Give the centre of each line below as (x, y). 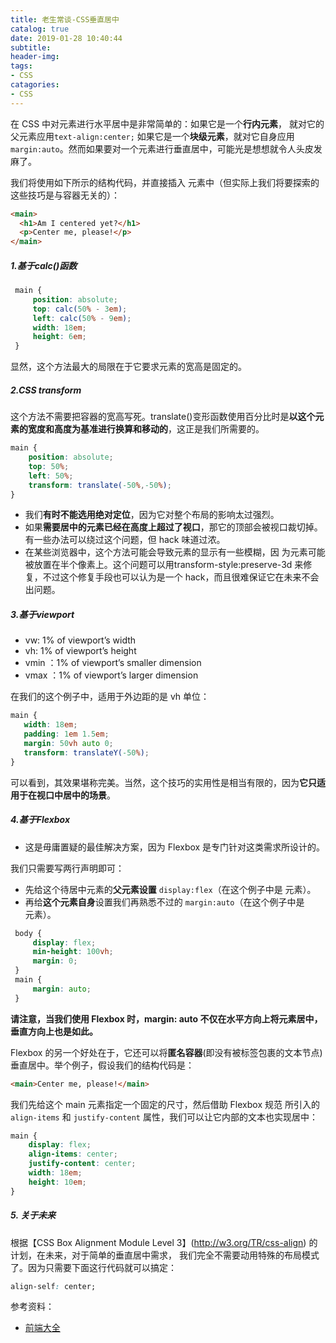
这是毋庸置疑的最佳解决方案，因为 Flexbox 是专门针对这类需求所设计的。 (175, 847)
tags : (21, 66)
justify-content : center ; (82, 1164)
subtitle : (31, 47)
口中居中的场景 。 (80, 795)
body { (28, 933)
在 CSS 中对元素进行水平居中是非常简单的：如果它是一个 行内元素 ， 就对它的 (167, 123)
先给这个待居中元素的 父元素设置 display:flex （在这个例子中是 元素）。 (170, 889)
